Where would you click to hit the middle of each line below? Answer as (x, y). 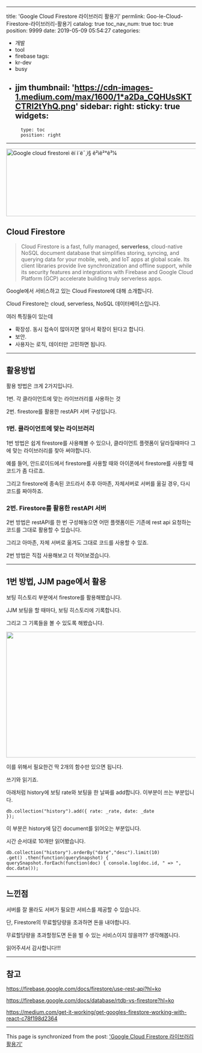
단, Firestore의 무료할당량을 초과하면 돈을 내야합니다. (69, 922)
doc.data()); (23, 868)
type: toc (33, 130)
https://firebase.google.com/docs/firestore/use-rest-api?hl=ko (84, 989)
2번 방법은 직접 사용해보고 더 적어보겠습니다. (58, 555)
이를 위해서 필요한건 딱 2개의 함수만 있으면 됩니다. (65, 766)
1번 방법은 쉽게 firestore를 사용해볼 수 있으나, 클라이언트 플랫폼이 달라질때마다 (98, 443)
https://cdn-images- (114, 88)
